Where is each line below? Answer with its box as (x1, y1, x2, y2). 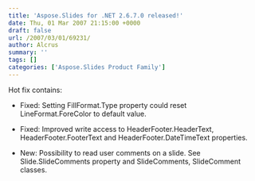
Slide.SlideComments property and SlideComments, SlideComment (19, 156, 241, 166)
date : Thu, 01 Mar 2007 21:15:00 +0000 (8, 19, 141, 27)
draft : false (8, 26, 52, 34)
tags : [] (8, 56, 37, 64)
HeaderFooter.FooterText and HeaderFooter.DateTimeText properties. (19, 133, 249, 142)
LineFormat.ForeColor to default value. (19, 109, 147, 118)
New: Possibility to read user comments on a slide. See (19, 148, 201, 157)
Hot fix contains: (8, 85, 62, 94)
